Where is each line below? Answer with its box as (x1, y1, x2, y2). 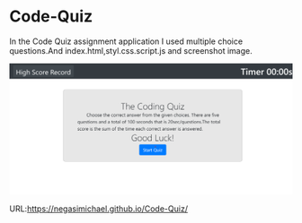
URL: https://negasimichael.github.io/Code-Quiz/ (9, 203, 189, 214)
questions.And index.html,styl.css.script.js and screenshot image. (9, 45, 253, 56)
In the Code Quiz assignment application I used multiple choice (9, 36, 244, 47)
